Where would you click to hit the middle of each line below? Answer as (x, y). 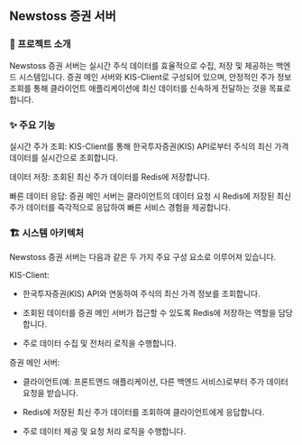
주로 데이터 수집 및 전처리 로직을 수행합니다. (100, 343)
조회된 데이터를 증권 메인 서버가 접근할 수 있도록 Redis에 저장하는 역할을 (149, 313)
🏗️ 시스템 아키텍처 (46, 233)
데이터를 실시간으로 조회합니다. (64, 157)
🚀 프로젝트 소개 (40, 44)
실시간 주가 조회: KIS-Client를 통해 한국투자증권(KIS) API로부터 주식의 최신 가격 (149, 146)
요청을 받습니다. (50, 393)
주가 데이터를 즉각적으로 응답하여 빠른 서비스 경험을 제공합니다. (120, 207)
